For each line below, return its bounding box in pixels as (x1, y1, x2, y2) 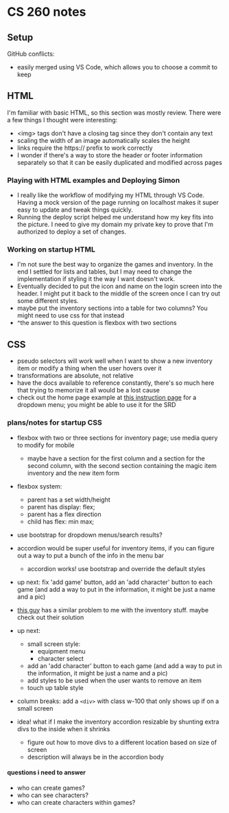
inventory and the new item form (27, 469, 120, 477)
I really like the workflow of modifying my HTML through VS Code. (16, 191, 204, 199)
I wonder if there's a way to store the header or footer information (16, 151, 203, 159)
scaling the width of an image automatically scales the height (16, 136, 191, 144)
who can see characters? (16, 791, 89, 799)
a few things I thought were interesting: (7, 115, 118, 124)
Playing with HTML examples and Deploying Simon (7, 175, 180, 185)
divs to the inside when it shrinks (16, 724, 110, 733)
